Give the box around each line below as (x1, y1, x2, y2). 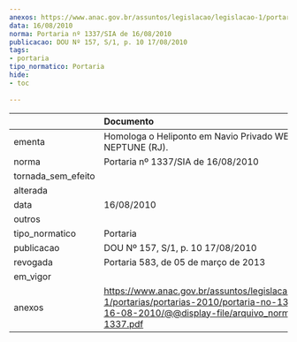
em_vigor (13, 270, 51, 283)
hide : (9, 71, 29, 80)
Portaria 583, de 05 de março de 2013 (103, 255, 266, 268)
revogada (13, 255, 53, 268)
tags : (9, 46, 29, 55)
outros (13, 213, 42, 225)
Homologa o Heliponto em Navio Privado (103, 130, 273, 142)
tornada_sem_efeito (13, 170, 95, 182)
